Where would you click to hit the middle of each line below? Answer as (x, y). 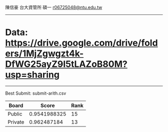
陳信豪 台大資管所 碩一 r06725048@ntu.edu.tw (54, 7)
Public (15, 114)
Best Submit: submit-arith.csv (36, 93)
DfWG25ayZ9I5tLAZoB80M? (66, 64)
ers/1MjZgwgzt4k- (44, 54)
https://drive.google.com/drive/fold (82, 43)
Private (16, 122)
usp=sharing (32, 75)
